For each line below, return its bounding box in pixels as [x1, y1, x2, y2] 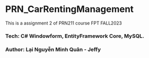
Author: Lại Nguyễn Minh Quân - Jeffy [5, 46, 101, 53]
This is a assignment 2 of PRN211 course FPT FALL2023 [5, 20, 122, 26]
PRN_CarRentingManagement [5, 3, 134, 15]
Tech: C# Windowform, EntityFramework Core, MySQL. [5, 32, 144, 39]
